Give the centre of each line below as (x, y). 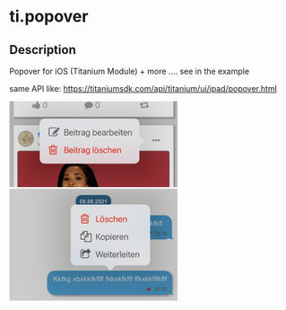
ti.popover (49, 17)
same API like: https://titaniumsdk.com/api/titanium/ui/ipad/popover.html (143, 89)
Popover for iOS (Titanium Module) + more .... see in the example (129, 71)
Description (43, 50)
